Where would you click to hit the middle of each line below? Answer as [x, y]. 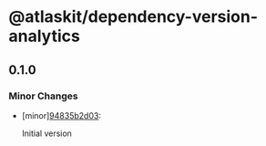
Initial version [46, 133]
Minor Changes [43, 96]
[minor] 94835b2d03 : [61, 115]
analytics [45, 36]
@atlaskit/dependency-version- [133, 17]
